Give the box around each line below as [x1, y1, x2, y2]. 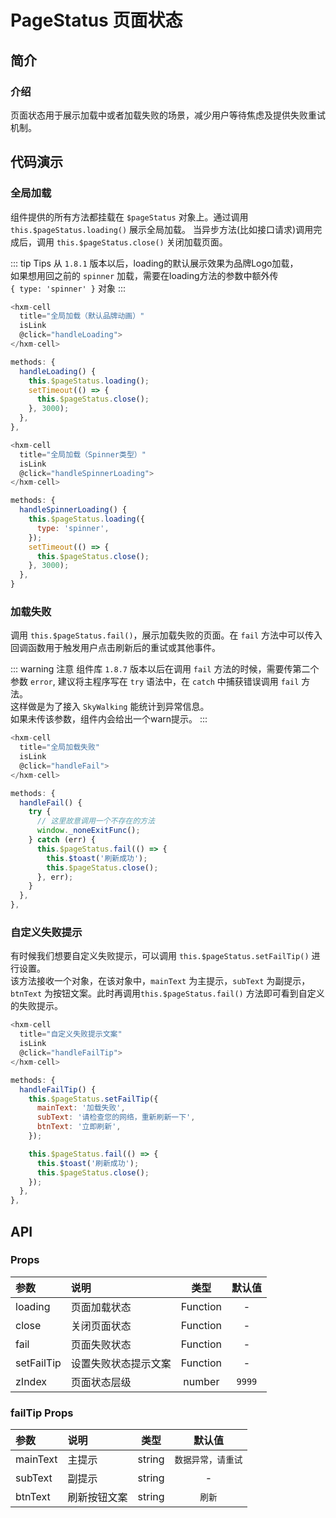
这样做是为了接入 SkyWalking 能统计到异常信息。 [10, 701, 210, 713]
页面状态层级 [70, 1375, 132, 1389]
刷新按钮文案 [67, 1491, 128, 1505]
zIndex [15, 1374, 48, 1388]
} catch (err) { [28, 835, 97, 845]
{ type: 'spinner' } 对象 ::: [10, 282, 127, 294]
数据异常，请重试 [174, 1454, 243, 1466]
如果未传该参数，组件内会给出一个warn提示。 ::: [10, 713, 208, 725]
